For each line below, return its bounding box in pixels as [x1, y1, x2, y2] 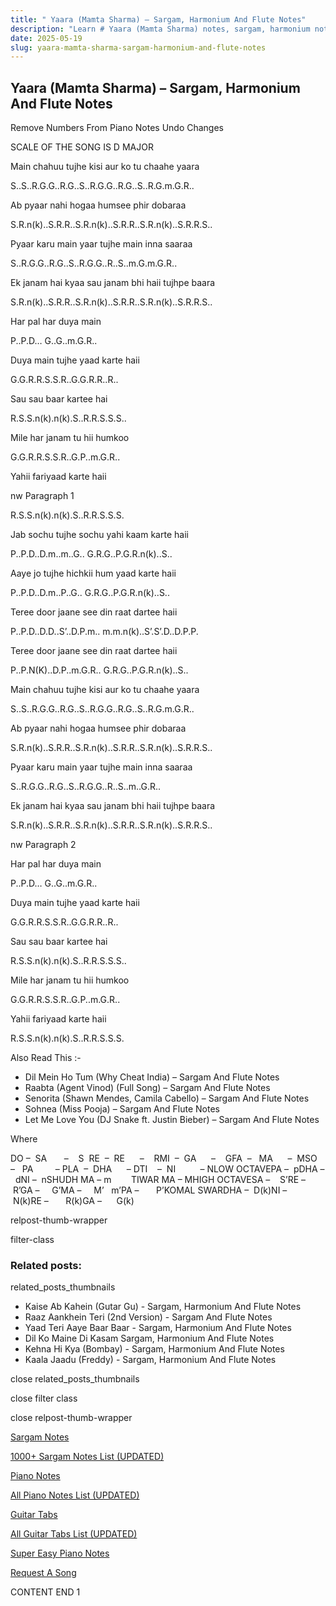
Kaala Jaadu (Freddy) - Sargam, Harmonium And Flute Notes [24, 1354, 277, 1366]
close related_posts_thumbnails [10, 1373, 140, 1385]
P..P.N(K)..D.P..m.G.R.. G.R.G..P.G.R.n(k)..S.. [10, 664, 189, 676]
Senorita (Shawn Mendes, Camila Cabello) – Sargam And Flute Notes [24, 1092, 310, 1105]
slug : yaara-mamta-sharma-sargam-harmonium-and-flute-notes [10, 42, 267, 53]
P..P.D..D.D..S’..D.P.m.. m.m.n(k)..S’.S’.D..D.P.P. [10, 626, 199, 638]
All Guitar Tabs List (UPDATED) [10, 1528, 138, 1540]
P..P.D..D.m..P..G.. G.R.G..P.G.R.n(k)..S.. [10, 587, 170, 599]
